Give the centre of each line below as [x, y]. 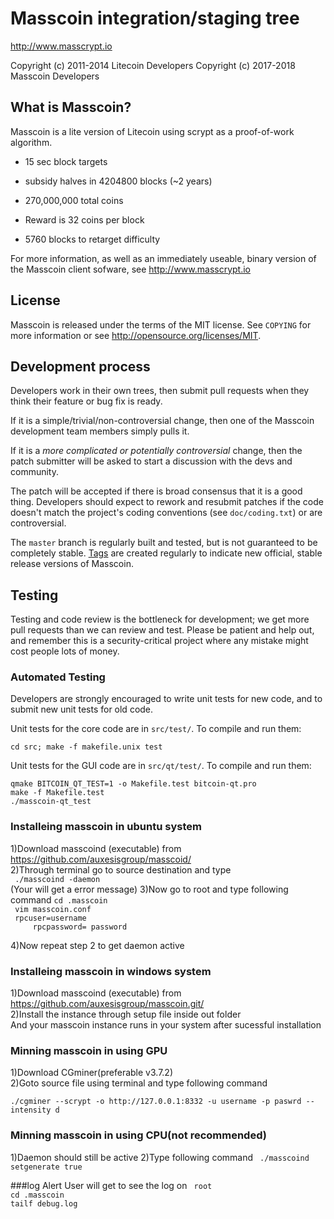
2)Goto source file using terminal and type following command [139, 1083]
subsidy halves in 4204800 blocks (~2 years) [118, 181]
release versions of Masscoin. [72, 564]
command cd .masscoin [59, 899]
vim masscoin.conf [53, 909]
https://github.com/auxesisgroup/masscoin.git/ [107, 1004]
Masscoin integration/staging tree [155, 18]
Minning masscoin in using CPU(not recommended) [138, 1135]
